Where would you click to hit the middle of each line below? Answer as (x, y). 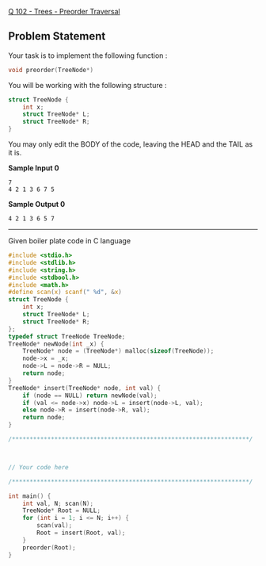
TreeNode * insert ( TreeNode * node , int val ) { (84, 388)
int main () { (30, 496)
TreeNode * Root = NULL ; (62, 511)
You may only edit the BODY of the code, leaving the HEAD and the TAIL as (131, 144)
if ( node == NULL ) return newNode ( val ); (90, 396)
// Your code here (38, 467)
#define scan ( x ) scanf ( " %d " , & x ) (65, 293)
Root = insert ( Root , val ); (81, 533)
